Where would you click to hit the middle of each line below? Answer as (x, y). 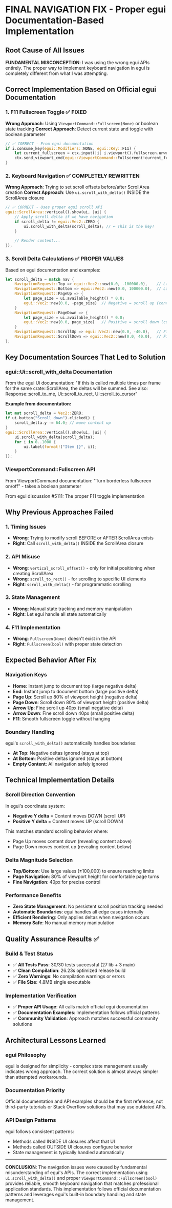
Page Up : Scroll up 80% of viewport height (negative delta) (75, 697)
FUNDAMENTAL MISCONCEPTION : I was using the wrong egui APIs (78, 62)
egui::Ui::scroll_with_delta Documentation (59, 372)
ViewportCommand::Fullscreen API (50, 470)
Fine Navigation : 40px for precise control (57, 882)
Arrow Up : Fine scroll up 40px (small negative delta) (68, 708)
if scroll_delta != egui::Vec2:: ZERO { (57, 222)
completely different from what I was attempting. (57, 73)
